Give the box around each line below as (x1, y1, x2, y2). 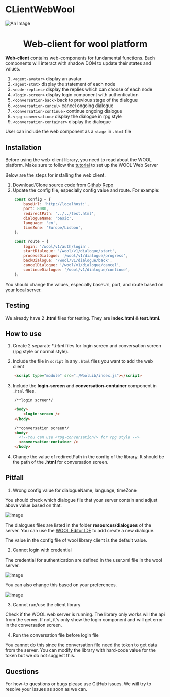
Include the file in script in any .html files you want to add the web (12, 358, 153, 364)
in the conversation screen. (5, 622, 62, 628)
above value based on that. (5, 502, 62, 508)
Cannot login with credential (12, 547, 72, 553)
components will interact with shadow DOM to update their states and (5, 60, 151, 66)
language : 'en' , (23, 221, 58, 226)
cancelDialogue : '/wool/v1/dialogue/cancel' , (23, 263, 122, 268)
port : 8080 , (23, 206, 49, 212)
